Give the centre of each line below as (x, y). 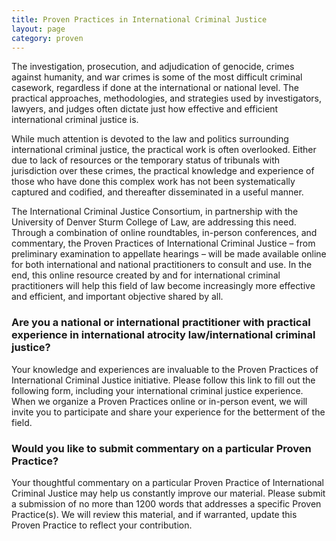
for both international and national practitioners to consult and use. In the (162, 265)
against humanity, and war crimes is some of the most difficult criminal (157, 77)
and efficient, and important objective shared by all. (117, 297)
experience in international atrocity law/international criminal (163, 335)
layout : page (38, 29)
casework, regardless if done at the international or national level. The (155, 88)
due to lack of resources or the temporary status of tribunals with (146, 160)
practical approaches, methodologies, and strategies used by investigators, (166, 98)
